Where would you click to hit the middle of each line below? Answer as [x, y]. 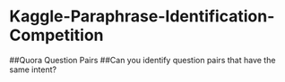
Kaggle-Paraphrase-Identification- [142, 16]
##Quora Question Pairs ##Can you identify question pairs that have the [142, 60]
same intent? [33, 70]
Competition [57, 35]
